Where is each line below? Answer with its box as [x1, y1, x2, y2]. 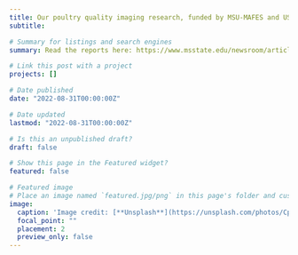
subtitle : [9, 21, 46, 30]
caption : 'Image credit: [17, 208, 109, 217]
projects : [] [9, 70, 58, 79]
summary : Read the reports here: [9, 45, 133, 54]
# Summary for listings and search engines [9, 37, 173, 46]
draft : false [9, 143, 58, 152]
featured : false [9, 167, 69, 176]
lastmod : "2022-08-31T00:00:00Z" [9, 118, 133, 127]
